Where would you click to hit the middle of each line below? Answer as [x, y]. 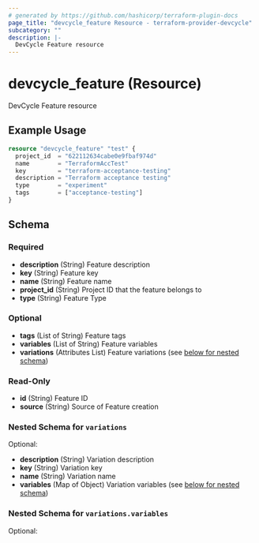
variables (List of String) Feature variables [88, 343]
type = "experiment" [62, 185]
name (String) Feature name [66, 281]
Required [26, 247]
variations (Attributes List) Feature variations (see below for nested [129, 352]
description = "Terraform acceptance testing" [93, 178]
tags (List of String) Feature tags [73, 335]
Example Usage [47, 131]
